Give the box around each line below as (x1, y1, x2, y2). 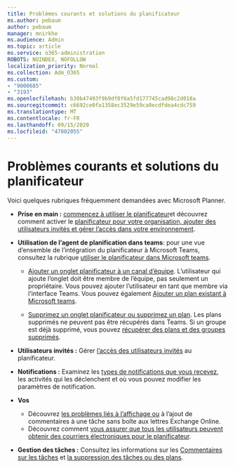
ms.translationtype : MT (7, 108, 77, 115)
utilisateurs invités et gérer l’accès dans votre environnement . (17, 225, 196, 233)
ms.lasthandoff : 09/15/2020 (7, 121, 90, 129)
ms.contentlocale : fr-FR (7, 115, 80, 122)
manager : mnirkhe (7, 30, 58, 37)
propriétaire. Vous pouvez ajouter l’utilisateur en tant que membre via (27, 282, 228, 290)
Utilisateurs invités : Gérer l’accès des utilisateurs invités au (17, 346, 192, 355)
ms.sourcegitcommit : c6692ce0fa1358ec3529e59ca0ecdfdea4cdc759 (7, 102, 196, 109)
